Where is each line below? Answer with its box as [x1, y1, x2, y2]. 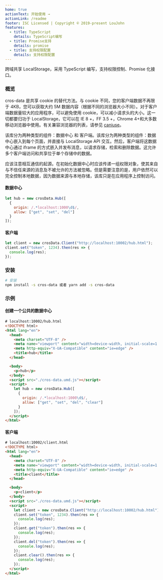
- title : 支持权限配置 [9, 48, 51, 52]
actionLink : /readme [5, 16, 47, 21]
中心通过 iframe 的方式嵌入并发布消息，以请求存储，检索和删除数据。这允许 [5, 144, 157, 150]
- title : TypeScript [9, 30, 51, 34]
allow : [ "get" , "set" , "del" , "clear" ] [22, 400, 103, 405]
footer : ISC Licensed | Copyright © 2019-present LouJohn [5, 20, 125, 26]
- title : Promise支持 [9, 39, 52, 44]
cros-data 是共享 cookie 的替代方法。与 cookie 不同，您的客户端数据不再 [5, 98, 151, 103]
